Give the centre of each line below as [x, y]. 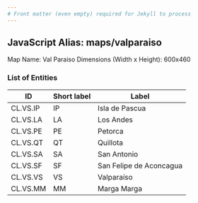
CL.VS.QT [27, 142]
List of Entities [33, 78]
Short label [72, 96]
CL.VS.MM [29, 188]
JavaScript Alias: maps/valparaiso [85, 43]
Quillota [111, 142]
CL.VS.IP [25, 108]
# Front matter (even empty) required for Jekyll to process [99, 14]
